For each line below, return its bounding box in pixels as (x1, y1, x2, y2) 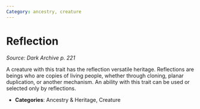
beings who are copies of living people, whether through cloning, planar (6, 72, 184, 79)
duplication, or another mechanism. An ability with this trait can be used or (6, 78, 190, 85)
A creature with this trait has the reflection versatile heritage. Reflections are (6, 66, 195, 73)
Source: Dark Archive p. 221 (6, 54, 75, 61)
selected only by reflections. (6, 85, 77, 92)
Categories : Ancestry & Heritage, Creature (14, 96, 121, 103)
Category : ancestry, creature (6, 8, 82, 15)
